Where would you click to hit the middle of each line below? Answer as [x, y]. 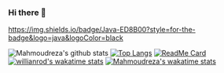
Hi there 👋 [28, 13]
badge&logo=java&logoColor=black [66, 38]
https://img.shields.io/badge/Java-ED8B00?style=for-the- [102, 30]
